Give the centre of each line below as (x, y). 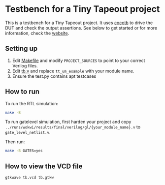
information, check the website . (37, 33)
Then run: (15, 142)
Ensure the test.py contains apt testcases (54, 76)
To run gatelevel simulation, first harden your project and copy (68, 122)
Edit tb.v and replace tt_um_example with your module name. (73, 71)
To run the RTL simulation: (32, 103)
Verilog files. (25, 65)
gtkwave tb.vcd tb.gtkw (30, 178)
